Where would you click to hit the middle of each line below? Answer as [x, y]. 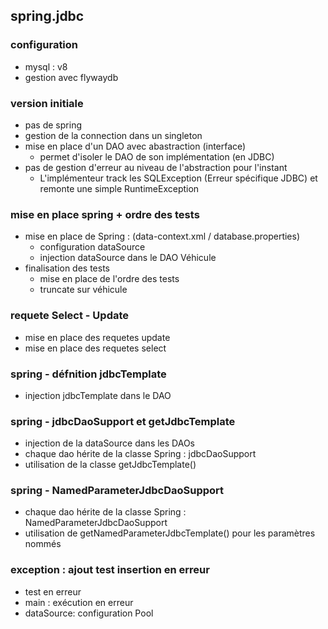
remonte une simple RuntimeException [119, 188]
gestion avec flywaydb [71, 77]
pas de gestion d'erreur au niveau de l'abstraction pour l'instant [156, 167]
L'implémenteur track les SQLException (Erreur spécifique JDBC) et [178, 178]
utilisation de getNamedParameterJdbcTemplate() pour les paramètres [170, 533]
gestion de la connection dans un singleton [113, 135]
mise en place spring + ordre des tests [105, 214]
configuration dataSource [92, 247]
